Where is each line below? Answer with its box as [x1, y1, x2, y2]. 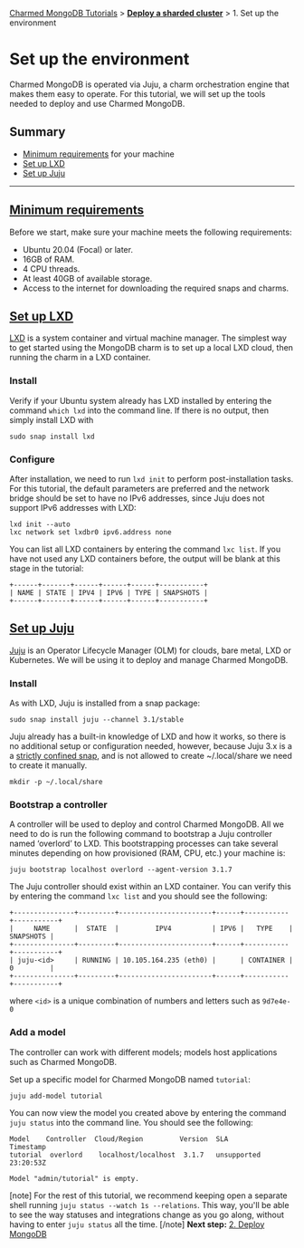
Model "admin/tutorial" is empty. [9, 1174, 140, 1183]
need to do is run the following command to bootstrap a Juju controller [9, 829, 273, 840]
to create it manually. [9, 760, 88, 771]
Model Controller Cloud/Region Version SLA [9, 1134, 229, 1144]
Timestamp [9, 1142, 47, 1151]
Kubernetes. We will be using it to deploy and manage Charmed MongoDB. [9, 654, 289, 665]
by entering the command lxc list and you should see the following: [9, 891, 269, 902]
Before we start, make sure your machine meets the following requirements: [9, 226, 292, 237]
